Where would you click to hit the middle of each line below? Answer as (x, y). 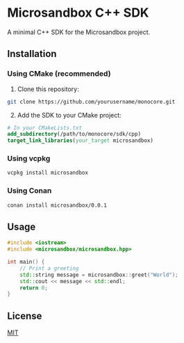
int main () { (26, 262)
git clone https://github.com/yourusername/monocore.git (91, 102)
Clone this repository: (48, 89)
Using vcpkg (29, 159)
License (25, 316)
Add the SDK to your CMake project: (69, 115)
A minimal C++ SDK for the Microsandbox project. (79, 32)
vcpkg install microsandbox (48, 173)
